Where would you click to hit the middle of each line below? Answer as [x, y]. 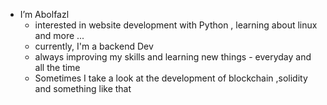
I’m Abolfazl [44, 14]
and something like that [83, 88]
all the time [57, 67]
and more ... [59, 35]
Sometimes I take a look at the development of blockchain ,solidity [171, 78]
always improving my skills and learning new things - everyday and [173, 57]
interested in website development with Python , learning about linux [176, 25]
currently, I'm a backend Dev [94, 46]
